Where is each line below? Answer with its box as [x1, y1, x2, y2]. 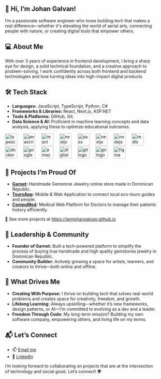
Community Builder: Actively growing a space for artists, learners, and [12, 259, 154, 265]
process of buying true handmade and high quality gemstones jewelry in [12, 248, 157, 254]
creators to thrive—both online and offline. [12, 264, 97, 269]
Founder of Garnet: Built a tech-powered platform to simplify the [12, 243, 142, 249]
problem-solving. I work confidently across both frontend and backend [5, 68, 146, 74]
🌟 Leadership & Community [5, 230, 89, 238]
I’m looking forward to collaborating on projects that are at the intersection [5, 363, 153, 369]
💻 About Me [5, 43, 44, 51]
